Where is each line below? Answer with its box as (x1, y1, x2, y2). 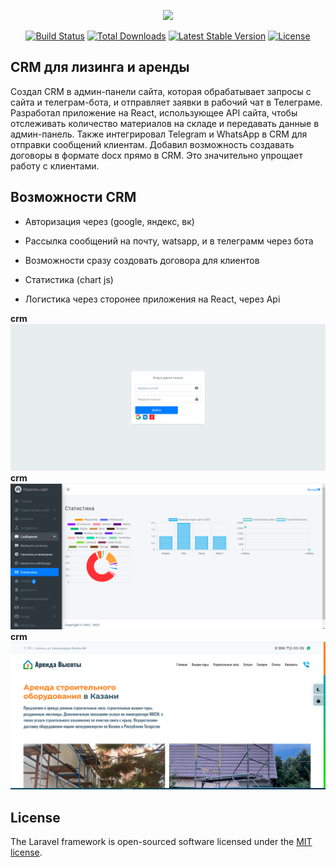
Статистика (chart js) (24, 273, 114, 285)
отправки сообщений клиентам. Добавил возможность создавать (10, 138, 295, 150)
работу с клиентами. (10, 160, 100, 172)
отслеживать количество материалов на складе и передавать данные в (10, 117, 320, 129)
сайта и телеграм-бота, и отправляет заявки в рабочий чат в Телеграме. (10, 96, 323, 108)
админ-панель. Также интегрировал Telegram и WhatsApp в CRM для (10, 128, 308, 140)
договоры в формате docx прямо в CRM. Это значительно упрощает (10, 149, 303, 161)
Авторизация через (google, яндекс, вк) (24, 215, 195, 227)
